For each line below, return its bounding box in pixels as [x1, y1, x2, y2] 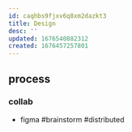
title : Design [8, 19, 57, 28]
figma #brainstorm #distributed [19, 114, 125, 124]
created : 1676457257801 [8, 42, 89, 50]
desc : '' [8, 27, 38, 35]
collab [8, 96, 34, 108]
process [8, 72, 51, 86]
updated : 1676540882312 [8, 34, 89, 43]
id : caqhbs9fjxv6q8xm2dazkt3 [8, 11, 107, 20]
